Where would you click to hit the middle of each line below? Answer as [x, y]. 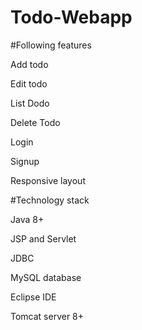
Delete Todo [35, 122]
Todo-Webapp [71, 17]
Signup [25, 161]
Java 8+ [27, 219]
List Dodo [30, 103]
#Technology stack [50, 200]
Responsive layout [48, 180]
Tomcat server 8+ [47, 316]
